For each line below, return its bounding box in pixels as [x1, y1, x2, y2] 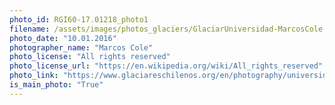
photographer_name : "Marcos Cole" [9, 42, 154, 53]
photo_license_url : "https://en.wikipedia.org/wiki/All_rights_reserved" [9, 61, 324, 71]
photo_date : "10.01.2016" [9, 33, 117, 43]
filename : [9, 24, 51, 34]
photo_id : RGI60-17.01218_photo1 [9, 14, 149, 25]
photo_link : [9, 71, 59, 81]
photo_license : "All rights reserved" [9, 52, 171, 62]
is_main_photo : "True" [9, 80, 104, 90]
